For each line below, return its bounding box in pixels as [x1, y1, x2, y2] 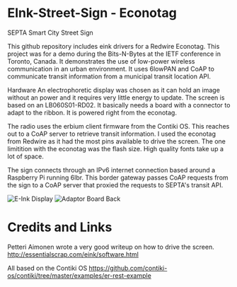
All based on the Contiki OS [7, 264, 88, 272]
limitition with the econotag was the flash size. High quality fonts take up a [7, 144, 224, 153]
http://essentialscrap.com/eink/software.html [7, 250, 139, 259]
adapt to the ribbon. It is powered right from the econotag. [7, 108, 177, 117]
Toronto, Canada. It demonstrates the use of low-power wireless [7, 57, 195, 65]
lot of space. [7, 152, 44, 160]
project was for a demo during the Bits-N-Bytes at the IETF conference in [7, 49, 221, 58]
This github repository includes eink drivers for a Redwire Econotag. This [7, 42, 220, 50]
